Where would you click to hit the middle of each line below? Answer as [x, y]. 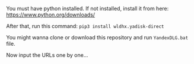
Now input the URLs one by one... [47, 55]
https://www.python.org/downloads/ [51, 15]
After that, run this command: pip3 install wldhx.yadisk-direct [85, 26]
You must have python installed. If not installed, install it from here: [88, 9]
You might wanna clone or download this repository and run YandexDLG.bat [97, 37]
